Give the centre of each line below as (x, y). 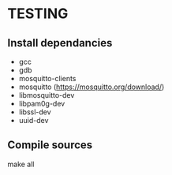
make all (21, 164)
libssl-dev (35, 112)
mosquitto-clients (47, 78)
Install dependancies (60, 43)
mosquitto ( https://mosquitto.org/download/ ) (92, 87)
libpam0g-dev (42, 104)
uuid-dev (34, 120)
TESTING (38, 14)
